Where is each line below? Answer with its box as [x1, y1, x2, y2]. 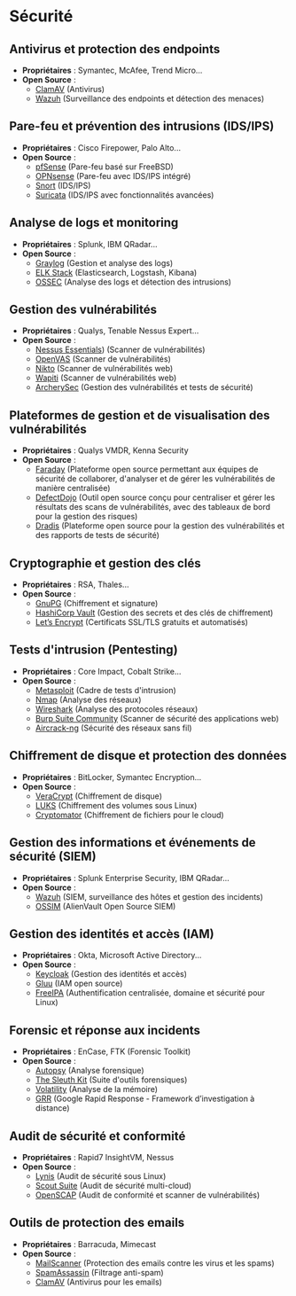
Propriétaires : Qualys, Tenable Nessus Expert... [21, 325, 199, 336]
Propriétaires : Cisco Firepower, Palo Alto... [21, 142, 182, 152]
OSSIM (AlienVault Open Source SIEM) [35, 901, 176, 911]
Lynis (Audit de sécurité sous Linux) [35, 1170, 167, 1181]
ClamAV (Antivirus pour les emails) [35, 1276, 162, 1287]
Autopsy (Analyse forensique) [35, 1066, 144, 1076]
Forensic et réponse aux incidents [9, 1022, 201, 1038]
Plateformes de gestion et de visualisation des [9, 408, 270, 423]
